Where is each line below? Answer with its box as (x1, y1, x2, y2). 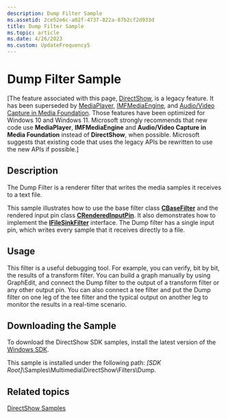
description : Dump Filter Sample (7, 10, 103, 17)
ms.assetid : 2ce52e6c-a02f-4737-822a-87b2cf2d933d (7, 16, 155, 23)
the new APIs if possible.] (7, 145, 79, 153)
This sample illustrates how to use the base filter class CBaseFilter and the (7, 204, 218, 212)
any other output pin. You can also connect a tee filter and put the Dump (7, 285, 211, 294)
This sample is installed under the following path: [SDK (7, 359, 162, 367)
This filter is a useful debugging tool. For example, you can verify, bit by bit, (7, 263, 220, 272)
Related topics (7, 385, 70, 398)
